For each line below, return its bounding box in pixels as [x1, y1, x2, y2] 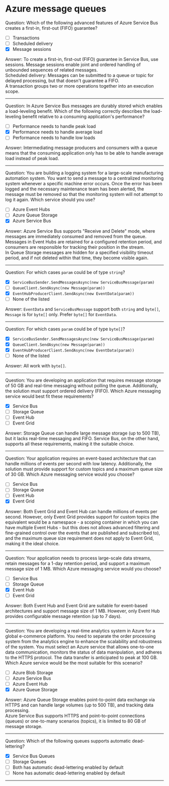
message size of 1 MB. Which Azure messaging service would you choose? [5, 565, 161, 571]
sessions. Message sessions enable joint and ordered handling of [5, 61, 141, 68]
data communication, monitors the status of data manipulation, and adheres [5, 649, 162, 655]
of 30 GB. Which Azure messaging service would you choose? [5, 471, 135, 477]
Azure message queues [5, 3, 107, 15]
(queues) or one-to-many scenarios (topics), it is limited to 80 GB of [5, 718, 146, 724]
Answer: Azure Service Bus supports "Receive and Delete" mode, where [5, 228, 155, 234]
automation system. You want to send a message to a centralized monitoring [5, 175, 164, 181]
